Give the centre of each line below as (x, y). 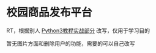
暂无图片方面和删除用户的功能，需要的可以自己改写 (71, 43)
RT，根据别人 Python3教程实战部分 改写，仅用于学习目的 (78, 30)
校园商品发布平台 (50, 12)
